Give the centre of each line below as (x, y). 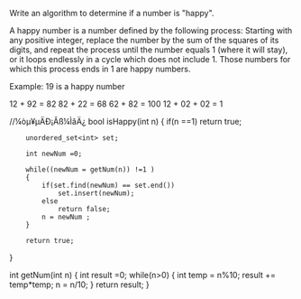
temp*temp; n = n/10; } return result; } (80, 285)
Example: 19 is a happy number (67, 86)
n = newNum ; (66, 217)
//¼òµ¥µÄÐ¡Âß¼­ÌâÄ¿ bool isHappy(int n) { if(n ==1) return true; (126, 121)
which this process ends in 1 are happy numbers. (100, 69)
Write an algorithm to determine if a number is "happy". (112, 13)
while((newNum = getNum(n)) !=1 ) (90, 170)
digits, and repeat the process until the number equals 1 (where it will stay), (149, 50)
